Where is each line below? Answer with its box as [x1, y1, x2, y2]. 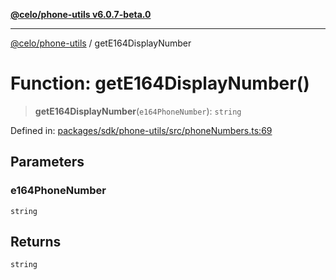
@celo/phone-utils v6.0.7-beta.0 [10, 9, 152, 20]
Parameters [10, 154, 85, 171]
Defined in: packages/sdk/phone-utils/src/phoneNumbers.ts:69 [10, 124, 273, 136]
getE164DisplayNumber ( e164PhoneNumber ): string [34, 105, 242, 117]
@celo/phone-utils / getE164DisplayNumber [10, 37, 192, 49]
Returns [10, 234, 62, 251]
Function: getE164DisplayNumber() [10, 72, 310, 95]
